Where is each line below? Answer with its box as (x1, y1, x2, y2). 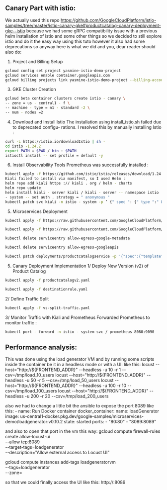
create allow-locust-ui (5, 434, 51, 440)
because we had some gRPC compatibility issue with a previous (26, 27, 158, 34)
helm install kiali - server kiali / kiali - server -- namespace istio (5, 190, 159, 195)
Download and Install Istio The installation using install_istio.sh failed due (12, 119, 162, 125)
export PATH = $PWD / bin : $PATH (5, 148, 77, 153)
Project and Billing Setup (12, 58, 63, 64)
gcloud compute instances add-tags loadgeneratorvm (5, 459, 116, 465)
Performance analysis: (5, 343, 77, 351)
